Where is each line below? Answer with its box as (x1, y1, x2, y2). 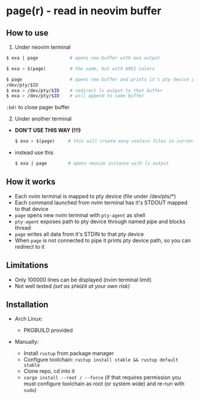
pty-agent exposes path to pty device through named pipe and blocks (14, 218, 185, 225)
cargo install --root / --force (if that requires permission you (23, 374, 182, 381)
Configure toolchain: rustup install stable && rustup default (23, 356, 179, 363)
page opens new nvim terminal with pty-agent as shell (14, 211, 146, 218)
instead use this (14, 149, 54, 156)
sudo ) (23, 387, 37, 394)
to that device (14, 205, 49, 212)
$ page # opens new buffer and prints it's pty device (6, 76, 190, 83)
